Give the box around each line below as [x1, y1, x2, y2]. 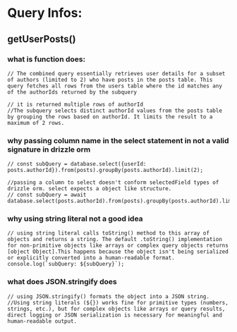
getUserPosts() [7, 33, 76, 45]
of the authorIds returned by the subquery [7, 88, 138, 96]
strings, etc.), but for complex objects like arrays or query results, [7, 305, 226, 312]
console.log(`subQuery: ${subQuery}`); [7, 261, 125, 268]
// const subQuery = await [7, 192, 87, 199]
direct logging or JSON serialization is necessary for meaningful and [7, 312, 222, 319]
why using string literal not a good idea [7, 214, 143, 223]
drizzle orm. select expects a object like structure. [7, 185, 172, 192]
